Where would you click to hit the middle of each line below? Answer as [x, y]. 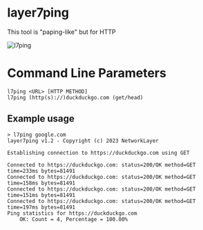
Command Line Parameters [87, 73]
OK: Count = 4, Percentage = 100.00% [74, 219]
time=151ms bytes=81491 [41, 195]
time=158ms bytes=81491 [41, 183]
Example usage [41, 119]
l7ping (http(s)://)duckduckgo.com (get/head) [75, 97]
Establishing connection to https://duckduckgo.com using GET [98, 153]
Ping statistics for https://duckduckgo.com [72, 213]
